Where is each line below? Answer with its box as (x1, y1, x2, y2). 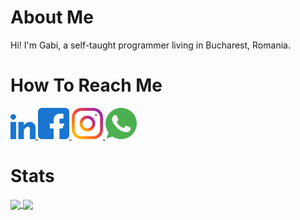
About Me (10, 6, 94, 29)
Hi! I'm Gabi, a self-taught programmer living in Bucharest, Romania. (10, 39, 291, 51)
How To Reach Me (10, 74, 163, 97)
